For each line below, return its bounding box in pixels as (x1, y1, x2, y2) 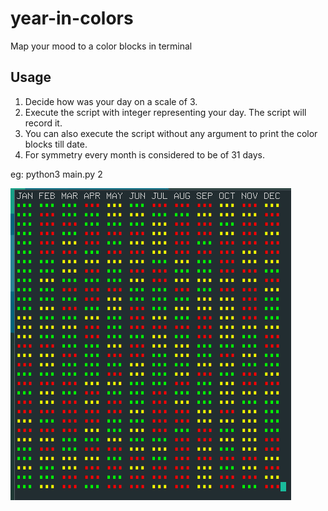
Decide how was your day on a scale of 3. (24, 95, 198, 107)
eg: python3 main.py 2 (10, 168, 103, 180)
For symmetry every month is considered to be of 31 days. (24, 148, 265, 161)
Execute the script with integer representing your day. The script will (24, 106, 307, 118)
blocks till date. (24, 138, 88, 150)
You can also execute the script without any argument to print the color (24, 127, 318, 139)
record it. (24, 117, 63, 129)
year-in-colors (10, 7, 134, 30)
